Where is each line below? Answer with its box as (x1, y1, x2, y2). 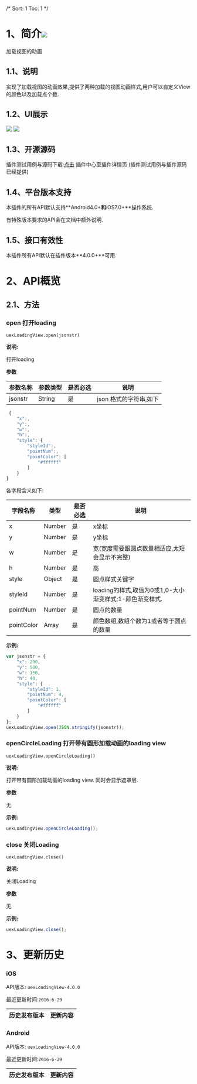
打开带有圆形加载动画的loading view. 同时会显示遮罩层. (6, 776, 139, 783)
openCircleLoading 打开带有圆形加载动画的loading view (6, 739, 166, 748)
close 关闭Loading (6, 840, 59, 848)
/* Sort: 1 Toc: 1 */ (6, 5, 49, 12)
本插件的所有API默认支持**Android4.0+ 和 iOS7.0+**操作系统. (6, 204, 154, 211)
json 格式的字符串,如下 (97, 395, 159, 403)
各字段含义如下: (6, 487, 44, 494)
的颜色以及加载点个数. (6, 90, 60, 97)
